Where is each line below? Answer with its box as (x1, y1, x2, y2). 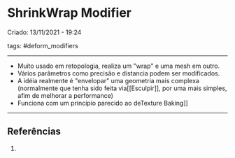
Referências (7, 126, 62, 138)
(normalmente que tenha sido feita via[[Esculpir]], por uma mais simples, (17, 84, 227, 92)
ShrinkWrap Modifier (7, 5, 131, 21)
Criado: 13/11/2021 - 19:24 (7, 28, 82, 36)
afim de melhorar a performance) (17, 91, 114, 99)
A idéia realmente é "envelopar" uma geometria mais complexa (17, 76, 199, 85)
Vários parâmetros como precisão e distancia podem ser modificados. (17, 69, 220, 78)
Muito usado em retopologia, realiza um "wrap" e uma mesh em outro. (17, 62, 220, 70)
